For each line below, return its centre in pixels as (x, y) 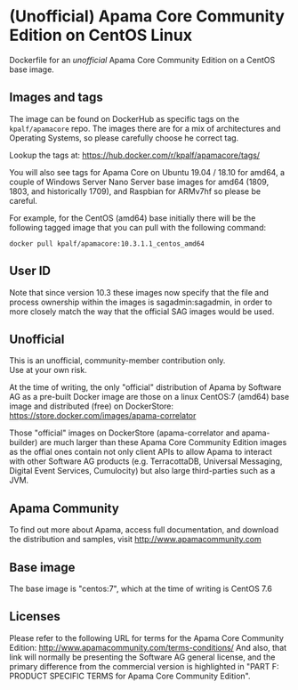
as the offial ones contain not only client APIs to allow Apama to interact (141, 452)
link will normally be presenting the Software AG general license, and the (142, 657)
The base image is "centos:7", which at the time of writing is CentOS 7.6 (141, 589)
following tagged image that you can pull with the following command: (138, 227)
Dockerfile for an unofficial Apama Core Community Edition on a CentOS (142, 60)
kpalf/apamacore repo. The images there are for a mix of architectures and (145, 128)
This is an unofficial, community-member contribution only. (117, 361)
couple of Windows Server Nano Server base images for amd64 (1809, (139, 182)
